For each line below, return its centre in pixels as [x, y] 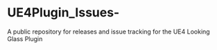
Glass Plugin [25, 38]
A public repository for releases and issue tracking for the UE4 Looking [108, 32]
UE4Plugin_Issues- [63, 13]
